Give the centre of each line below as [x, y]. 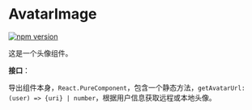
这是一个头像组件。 [41, 53]
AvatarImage [53, 14]
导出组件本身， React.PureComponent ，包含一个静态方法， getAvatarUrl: [127, 87]
